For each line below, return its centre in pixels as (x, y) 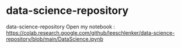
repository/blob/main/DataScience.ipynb (55, 39)
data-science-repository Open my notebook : (61, 27)
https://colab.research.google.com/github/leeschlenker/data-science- (90, 32)
